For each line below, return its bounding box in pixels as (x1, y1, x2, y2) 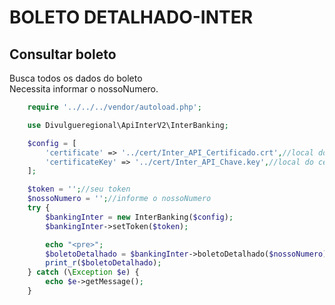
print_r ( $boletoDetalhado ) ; (45, 258, 162, 268)
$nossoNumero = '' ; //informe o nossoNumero (27, 194, 212, 204)
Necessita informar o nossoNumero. (9, 83, 159, 95)
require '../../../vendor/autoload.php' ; (27, 102, 202, 112)
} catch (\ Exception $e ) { (27, 267, 140, 278)
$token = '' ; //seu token (27, 184, 131, 195)
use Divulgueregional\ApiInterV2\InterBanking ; (27, 120, 229, 130)
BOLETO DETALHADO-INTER (9, 6, 254, 29)
